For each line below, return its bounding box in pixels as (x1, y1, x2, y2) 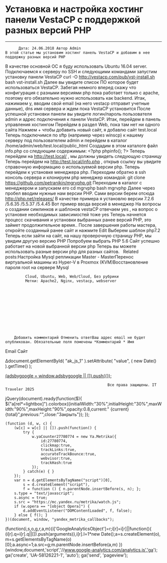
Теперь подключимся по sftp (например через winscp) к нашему (5, 132, 144, 138)
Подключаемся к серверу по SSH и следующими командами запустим (5, 68, 158, 74)
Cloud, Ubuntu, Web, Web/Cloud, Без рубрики (25, 274, 119, 279)
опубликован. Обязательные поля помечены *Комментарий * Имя (5, 339, 135, 344)
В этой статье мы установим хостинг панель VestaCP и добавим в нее (5, 50, 150, 55)
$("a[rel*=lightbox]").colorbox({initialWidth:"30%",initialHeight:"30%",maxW (5, 401, 162, 407)
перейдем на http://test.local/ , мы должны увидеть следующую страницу (5, 153, 162, 159)
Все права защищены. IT (107, 382, 157, 387)
